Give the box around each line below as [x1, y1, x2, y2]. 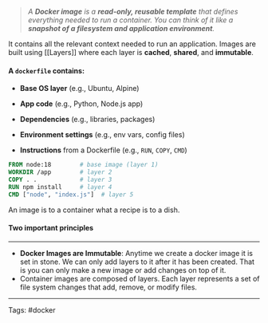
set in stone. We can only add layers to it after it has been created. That [19, 257, 255, 266]
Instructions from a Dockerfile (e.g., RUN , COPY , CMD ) [19, 145, 187, 155]
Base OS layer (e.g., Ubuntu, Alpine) [19, 84, 140, 93]
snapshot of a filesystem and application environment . [27, 24, 215, 33]
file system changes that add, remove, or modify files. [19, 282, 198, 292]
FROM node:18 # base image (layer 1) [8, 161, 159, 169]
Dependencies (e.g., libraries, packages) [19, 115, 156, 124]
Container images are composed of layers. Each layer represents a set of [19, 274, 260, 283]
